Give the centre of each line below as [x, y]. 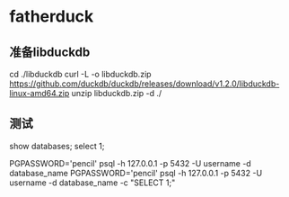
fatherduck [52, 17]
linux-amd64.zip [39, 93]
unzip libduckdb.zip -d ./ [117, 93]
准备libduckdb [50, 52]
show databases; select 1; [57, 146]
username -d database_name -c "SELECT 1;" [92, 183]
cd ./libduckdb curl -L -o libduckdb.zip [80, 74]
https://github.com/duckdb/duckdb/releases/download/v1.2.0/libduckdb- [144, 84]
